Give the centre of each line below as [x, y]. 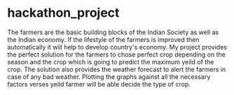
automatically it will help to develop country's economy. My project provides [117, 47]
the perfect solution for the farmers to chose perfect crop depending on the [116, 54]
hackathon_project [63, 13]
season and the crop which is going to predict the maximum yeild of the [111, 61]
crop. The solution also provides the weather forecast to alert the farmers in [117, 69]
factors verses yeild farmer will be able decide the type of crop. [99, 84]
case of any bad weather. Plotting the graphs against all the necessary [109, 76]
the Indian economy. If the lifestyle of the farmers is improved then [103, 39]
